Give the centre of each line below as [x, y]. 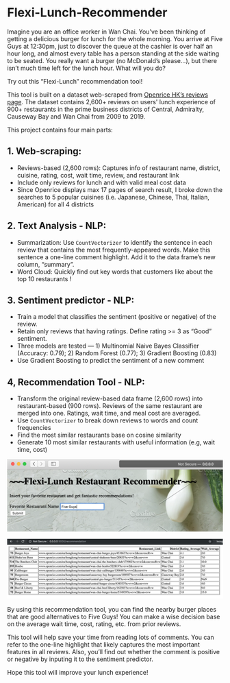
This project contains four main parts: [60, 130]
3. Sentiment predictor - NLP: [71, 300]
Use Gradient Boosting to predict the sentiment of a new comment [111, 361]
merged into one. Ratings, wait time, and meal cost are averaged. [108, 414]
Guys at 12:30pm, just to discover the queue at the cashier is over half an [110, 46]
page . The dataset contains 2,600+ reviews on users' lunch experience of [112, 101]
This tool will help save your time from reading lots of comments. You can [111, 637]
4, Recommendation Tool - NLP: [76, 382]
